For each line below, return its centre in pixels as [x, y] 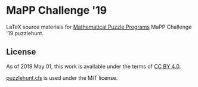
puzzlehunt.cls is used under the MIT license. [62, 77]
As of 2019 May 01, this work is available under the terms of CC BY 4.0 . [94, 66]
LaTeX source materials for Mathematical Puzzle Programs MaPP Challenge [99, 27]
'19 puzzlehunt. [25, 33]
